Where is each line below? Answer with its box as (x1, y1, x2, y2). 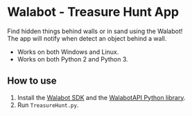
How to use (7, 75, 57, 87)
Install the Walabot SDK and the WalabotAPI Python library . (17, 93, 186, 101)
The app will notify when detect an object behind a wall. (7, 34, 167, 42)
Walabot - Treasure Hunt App (7, 4, 180, 20)
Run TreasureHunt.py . (17, 101, 79, 109)
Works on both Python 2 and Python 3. (17, 55, 128, 63)
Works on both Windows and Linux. (17, 48, 119, 56)
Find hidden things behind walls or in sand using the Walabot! (7, 27, 183, 35)
